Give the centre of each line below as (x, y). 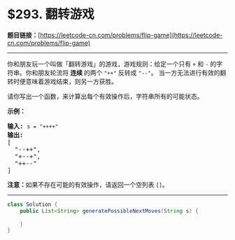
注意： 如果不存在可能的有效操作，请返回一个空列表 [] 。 (88, 184)
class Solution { (33, 204)
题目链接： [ (24, 35)
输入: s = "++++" (33, 126)
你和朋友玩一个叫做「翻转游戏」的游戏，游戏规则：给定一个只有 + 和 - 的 (112, 64)
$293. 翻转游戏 (51, 14)
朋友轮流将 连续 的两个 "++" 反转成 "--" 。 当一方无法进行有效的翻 (132, 72)
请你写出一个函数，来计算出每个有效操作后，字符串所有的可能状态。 (105, 96)
